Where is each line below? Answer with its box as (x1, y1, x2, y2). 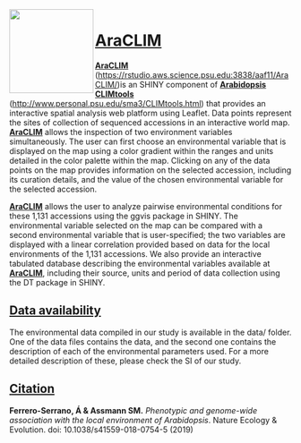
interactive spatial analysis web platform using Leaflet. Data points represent (9, 107, 292, 118)
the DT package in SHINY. (9, 277, 106, 287)
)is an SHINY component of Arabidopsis (116, 79, 267, 89)
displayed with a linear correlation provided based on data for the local (9, 239, 271, 250)
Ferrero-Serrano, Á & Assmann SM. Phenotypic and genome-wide (9, 405, 258, 415)
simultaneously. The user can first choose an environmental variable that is (9, 136, 287, 147)
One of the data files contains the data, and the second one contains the (9, 336, 277, 347)
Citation (9, 381, 56, 396)
